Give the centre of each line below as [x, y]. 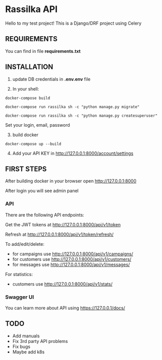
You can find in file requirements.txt [43, 51]
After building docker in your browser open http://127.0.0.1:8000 [71, 181]
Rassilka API [31, 9]
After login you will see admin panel [42, 191]
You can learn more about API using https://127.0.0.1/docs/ [65, 308]
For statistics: [19, 274]
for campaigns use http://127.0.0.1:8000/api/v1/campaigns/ [73, 254]
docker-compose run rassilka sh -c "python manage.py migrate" [72, 107]
